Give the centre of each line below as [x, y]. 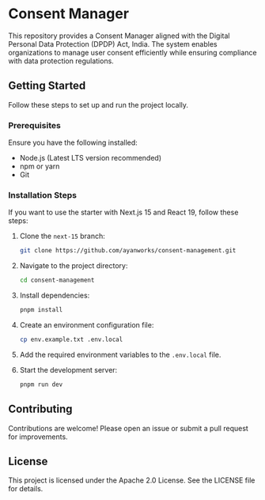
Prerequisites [34, 125]
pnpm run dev [41, 384]
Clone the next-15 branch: [62, 236]
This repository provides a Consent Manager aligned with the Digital [119, 36]
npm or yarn [40, 166]
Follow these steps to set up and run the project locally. [98, 104]
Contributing [40, 409]
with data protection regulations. [61, 61]
